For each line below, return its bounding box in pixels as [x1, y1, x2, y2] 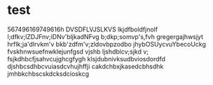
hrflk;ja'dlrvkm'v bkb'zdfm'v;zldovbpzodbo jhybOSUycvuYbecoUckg [7, 40, 207, 48]
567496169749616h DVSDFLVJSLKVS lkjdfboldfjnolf [7, 25, 158, 33]
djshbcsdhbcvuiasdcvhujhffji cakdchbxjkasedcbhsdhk [7, 62, 164, 70]
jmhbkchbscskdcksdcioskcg [7, 69, 90, 78]
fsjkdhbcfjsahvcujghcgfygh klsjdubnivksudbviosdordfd [7, 54, 166, 63]
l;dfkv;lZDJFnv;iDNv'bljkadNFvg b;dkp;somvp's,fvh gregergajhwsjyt [7, 32, 204, 40]
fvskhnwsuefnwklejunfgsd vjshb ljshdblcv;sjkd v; [7, 47, 149, 56]
